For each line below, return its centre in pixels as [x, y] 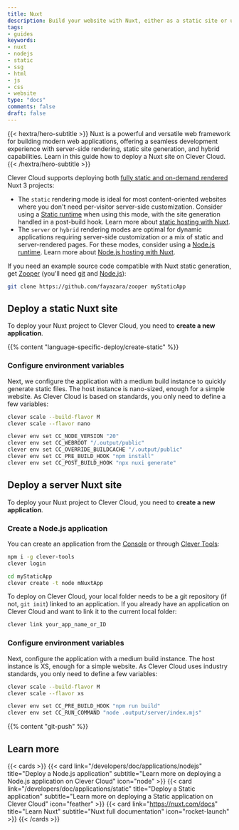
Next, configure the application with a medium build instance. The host [111, 658]
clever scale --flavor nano [49, 424]
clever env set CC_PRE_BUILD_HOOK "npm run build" [84, 706]
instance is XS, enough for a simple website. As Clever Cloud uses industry [117, 666]
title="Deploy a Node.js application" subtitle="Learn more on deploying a [115, 773]
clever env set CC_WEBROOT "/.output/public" [76, 443]
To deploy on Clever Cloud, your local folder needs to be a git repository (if [117, 596]
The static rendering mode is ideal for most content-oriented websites [122, 199]
